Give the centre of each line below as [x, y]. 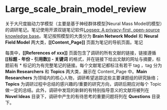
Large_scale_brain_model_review [76, 9]
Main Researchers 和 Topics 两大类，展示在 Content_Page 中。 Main [76, 71]
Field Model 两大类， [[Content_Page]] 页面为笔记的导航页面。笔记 [74, 42]
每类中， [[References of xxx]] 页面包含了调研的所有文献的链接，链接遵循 [81, 53]
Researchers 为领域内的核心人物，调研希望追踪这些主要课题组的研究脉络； [83, 78]
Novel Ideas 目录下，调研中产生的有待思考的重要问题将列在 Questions [78, 96]
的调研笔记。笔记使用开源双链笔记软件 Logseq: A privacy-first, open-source [83, 30]
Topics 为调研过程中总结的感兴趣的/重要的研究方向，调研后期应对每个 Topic [83, 84]
